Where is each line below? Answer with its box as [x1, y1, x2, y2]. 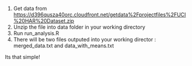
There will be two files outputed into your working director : [13, 36, 156, 43]
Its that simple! [5, 54, 41, 60]
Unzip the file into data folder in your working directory [13, 23, 146, 30]
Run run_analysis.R [13, 30, 60, 37]
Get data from [13, 5, 47, 12]
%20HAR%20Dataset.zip [13, 18, 75, 24]
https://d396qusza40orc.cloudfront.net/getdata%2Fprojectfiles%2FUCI [13, 11, 186, 18]
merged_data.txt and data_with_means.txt [13, 42, 114, 49]
